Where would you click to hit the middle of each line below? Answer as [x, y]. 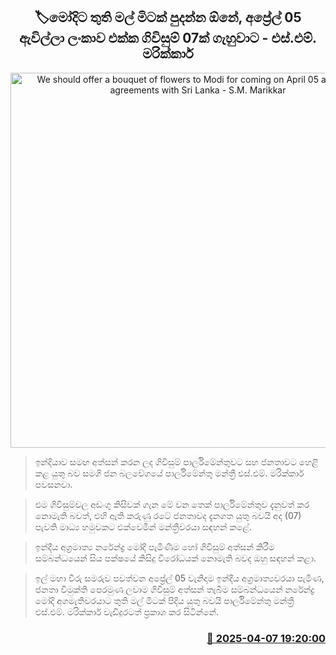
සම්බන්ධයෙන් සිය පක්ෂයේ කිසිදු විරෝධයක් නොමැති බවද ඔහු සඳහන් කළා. [175, 558]
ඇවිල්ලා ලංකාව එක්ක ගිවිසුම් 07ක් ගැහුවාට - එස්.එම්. [168, 38]
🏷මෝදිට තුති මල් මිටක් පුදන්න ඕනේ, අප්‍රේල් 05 [168, 17]
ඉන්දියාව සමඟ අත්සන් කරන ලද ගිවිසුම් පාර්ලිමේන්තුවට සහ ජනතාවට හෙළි [176, 461]
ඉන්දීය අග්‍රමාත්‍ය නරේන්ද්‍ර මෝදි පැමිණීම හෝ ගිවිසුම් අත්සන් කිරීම [154, 546]
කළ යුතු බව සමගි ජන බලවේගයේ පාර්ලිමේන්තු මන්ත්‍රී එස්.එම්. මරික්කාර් [169, 473]
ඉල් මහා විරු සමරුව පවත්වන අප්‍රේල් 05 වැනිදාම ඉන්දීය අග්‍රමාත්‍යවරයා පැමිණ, [179, 578]
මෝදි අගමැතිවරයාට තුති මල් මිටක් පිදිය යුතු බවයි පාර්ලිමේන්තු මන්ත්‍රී [164, 600]
